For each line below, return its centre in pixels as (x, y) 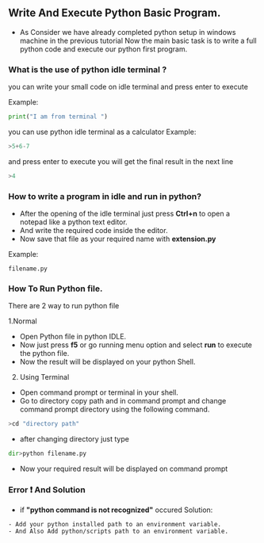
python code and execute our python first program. (103, 49)
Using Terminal (44, 377)
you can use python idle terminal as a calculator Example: (102, 132)
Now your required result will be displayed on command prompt (124, 469)
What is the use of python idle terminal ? (88, 69)
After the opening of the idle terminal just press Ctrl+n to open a (125, 214)
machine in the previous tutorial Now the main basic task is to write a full (138, 40)
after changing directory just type (74, 439)
